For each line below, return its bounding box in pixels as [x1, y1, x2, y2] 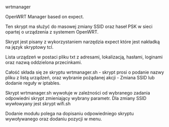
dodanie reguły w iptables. [5, 80, 61, 86]
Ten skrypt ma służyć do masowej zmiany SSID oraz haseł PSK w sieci [5, 23, 153, 29]
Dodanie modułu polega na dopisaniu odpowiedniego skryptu [5, 111, 134, 116]
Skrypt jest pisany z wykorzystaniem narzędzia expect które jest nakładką [5, 39, 160, 45]
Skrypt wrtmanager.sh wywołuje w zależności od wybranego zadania [5, 90, 151, 96]
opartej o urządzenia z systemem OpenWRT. [5, 29, 99, 35]
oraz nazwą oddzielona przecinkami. [5, 59, 82, 65]
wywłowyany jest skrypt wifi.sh [5, 101, 71, 107]
